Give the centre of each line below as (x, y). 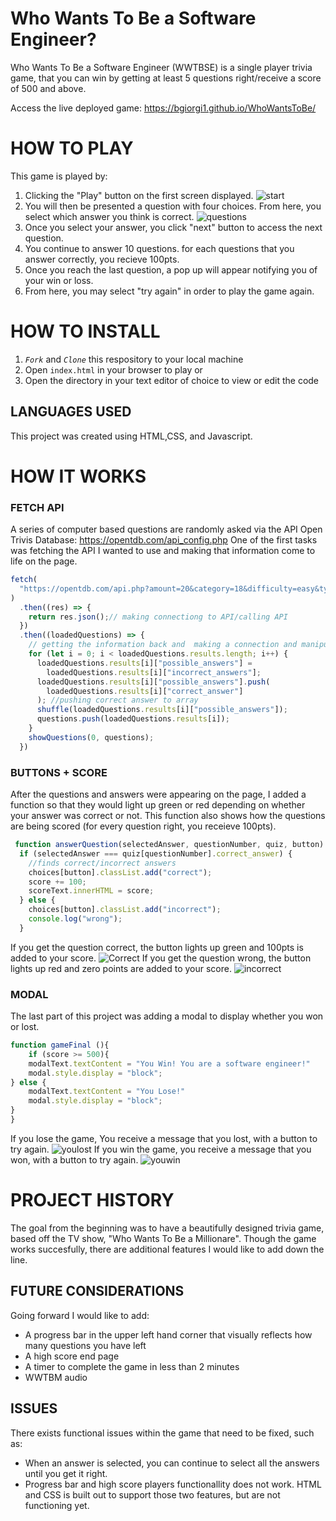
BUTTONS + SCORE (59, 772)
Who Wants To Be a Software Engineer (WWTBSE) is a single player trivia (161, 67)
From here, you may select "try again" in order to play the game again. (169, 291)
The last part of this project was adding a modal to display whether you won (167, 1016)
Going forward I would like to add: (80, 1315)
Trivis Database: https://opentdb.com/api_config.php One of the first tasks (164, 540)
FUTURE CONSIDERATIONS (97, 1291)
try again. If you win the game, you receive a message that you (161, 1149)
